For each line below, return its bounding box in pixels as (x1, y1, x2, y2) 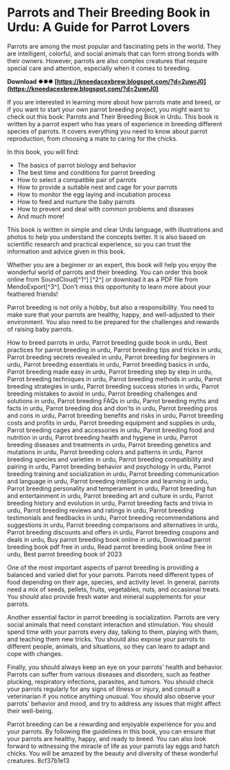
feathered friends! (7, 290, 58, 298)
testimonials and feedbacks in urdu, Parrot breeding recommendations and (7, 513, 220, 521)
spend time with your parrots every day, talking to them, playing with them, (7, 627, 219, 636)
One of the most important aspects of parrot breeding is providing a (7, 563, 199, 571)
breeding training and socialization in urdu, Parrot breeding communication (7, 469, 220, 478)
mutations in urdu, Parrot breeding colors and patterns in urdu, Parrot (7, 448, 203, 456)
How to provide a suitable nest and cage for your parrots (16, 183, 178, 191)
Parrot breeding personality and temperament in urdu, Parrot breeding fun (7, 484, 217, 492)
